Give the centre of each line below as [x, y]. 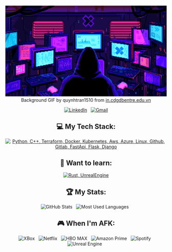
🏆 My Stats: [86, 192]
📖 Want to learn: [86, 163]
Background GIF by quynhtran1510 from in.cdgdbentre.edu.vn [86, 100]
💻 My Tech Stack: [86, 127]
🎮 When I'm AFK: [86, 224]
